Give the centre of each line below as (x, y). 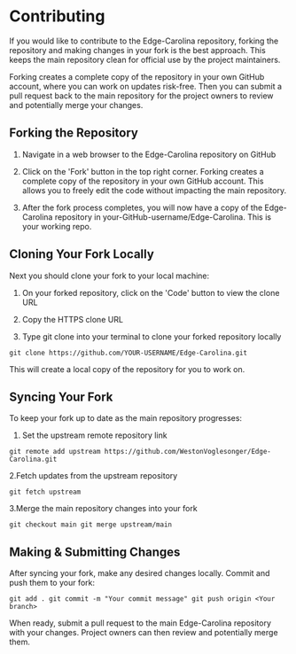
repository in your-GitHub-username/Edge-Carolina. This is (163, 217)
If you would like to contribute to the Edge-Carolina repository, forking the (144, 41)
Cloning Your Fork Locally (82, 254)
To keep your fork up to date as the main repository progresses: (125, 418)
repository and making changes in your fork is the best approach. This (137, 50)
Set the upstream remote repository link (94, 435)
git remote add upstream (55, 452)
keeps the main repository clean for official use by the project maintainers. (145, 59)
